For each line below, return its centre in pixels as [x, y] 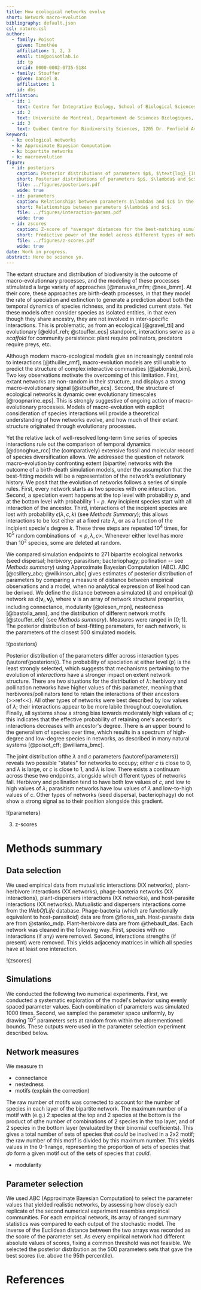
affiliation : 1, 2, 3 [44, 51]
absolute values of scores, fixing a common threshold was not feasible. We [99, 1243]
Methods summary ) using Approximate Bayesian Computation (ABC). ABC [98, 567]
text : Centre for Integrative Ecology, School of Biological [95, 106]
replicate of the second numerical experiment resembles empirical [88, 1211]
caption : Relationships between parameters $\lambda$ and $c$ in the [106, 202]
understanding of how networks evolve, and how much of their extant [92, 420]
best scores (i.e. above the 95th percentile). [60, 1255]
